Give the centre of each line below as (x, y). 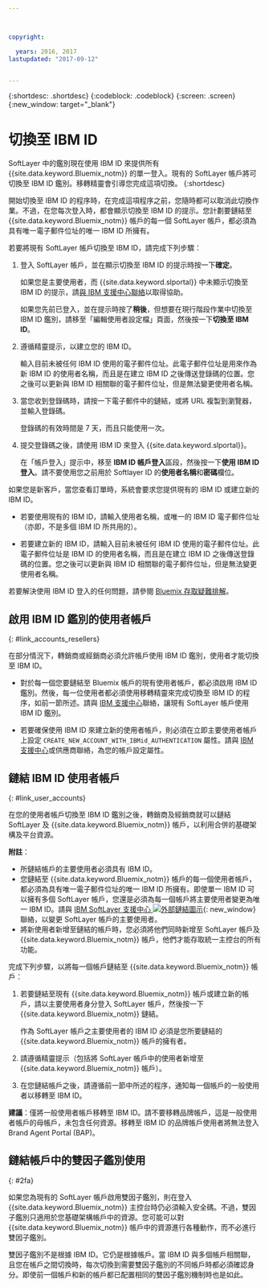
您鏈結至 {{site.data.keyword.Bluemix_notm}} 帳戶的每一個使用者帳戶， (138, 879)
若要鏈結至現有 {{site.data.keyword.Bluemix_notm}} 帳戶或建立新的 (131, 993)
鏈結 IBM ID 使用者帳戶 (64, 778)
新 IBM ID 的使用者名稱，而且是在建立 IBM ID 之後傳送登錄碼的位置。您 (137, 374)
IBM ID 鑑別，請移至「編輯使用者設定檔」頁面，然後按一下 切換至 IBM (134, 320)
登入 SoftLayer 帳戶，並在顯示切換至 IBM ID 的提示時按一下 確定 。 (128, 265)
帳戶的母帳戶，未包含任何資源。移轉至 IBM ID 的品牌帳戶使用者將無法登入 (137, 1122)
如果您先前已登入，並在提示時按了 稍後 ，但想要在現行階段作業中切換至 (136, 309)
